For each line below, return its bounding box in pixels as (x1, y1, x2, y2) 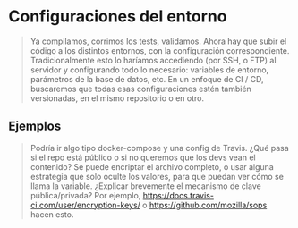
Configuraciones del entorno (8, 6, 227, 27)
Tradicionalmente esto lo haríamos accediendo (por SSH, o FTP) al (30, 55, 277, 65)
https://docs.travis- (142, 190, 214, 200)
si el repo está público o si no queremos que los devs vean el (30, 152, 256, 163)
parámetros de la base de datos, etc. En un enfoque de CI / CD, (30, 73, 265, 84)
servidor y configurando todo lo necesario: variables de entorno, (30, 64, 269, 75)
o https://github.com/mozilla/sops (141, 199, 268, 210)
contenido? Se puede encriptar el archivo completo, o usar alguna (30, 161, 274, 172)
